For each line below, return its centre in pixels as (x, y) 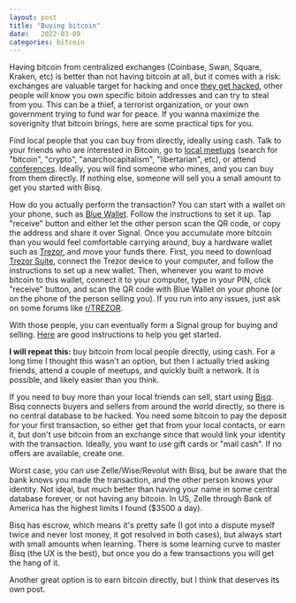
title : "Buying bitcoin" (55, 26)
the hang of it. (34, 563)
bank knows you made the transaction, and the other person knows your (141, 480)
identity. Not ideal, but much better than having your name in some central (144, 489)
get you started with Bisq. (56, 187)
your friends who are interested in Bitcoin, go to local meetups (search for (144, 150)
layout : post (33, 17)
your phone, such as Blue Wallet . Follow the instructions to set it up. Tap (140, 214)
